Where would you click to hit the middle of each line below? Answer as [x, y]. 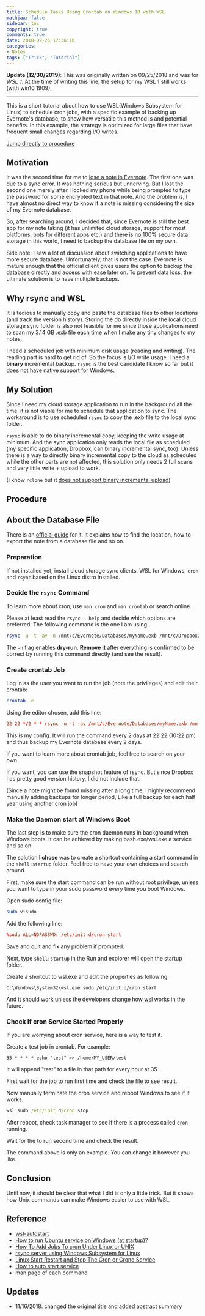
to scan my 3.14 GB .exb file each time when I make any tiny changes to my [101, 333]
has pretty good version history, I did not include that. [74, 778]
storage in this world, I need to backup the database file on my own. [92, 241]
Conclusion [29, 1178]
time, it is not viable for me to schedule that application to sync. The [92, 411]
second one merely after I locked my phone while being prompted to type [99, 190]
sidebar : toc [23, 23]
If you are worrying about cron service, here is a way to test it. [85, 1035]
